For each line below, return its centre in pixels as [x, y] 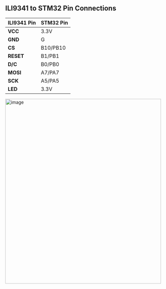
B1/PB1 [50, 56]
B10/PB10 [53, 48]
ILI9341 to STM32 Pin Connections [61, 8]
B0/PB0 [50, 64]
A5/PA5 [50, 81]
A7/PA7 [50, 72]
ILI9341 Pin [22, 22]
